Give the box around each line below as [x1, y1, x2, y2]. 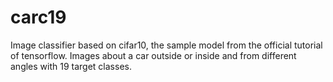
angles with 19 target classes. [10, 60, 132, 72]
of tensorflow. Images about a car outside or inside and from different [10, 49, 297, 61]
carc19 [10, 6, 67, 29]
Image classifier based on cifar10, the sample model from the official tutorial [10, 39, 323, 51]
